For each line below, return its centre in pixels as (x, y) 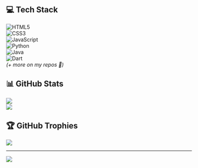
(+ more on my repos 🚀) (35, 64)
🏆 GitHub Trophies (42, 126)
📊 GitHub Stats (35, 84)
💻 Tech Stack (32, 10)
